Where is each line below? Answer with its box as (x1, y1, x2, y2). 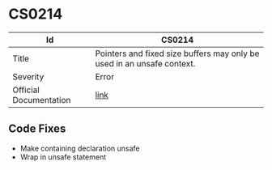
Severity (12, 70, 45, 82)
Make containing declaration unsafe (19, 143, 140, 153)
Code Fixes (8, 122, 66, 136)
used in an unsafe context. (95, 57, 196, 69)
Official (12, 84, 40, 96)
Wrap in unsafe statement (19, 151, 107, 162)
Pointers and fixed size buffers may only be (95, 48, 260, 59)
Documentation (12, 94, 71, 105)
